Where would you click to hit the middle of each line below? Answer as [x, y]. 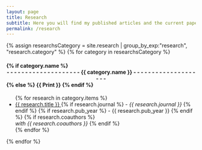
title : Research [26, 17]
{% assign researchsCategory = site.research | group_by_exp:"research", [97, 46]
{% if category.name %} [37, 65]
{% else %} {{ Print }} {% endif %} [50, 85]
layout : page [23, 12]
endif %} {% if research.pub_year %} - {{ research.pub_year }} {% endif [104, 111]
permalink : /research [33, 28]
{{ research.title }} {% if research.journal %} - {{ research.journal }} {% [103, 104]
